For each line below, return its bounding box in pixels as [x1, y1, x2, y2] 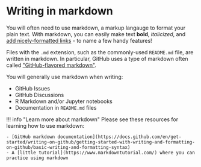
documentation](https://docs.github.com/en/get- [57, 134, 182, 140]
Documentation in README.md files [14, 104, 97, 111]
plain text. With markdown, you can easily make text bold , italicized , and [6, 30, 186, 37]
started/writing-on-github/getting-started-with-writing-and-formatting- [6, 139, 196, 145]
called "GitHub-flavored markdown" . [6, 61, 96, 69]
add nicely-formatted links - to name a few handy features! [6, 37, 152, 44]
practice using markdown [6, 155, 69, 161]
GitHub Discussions [14, 91, 64, 98]
